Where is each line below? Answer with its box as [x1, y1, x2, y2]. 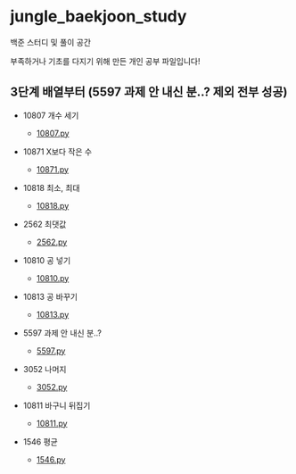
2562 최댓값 [22, 219, 67, 229]
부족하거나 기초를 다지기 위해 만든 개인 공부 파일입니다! [10, 55, 201, 66]
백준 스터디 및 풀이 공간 [10, 37, 92, 47]
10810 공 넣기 [22, 254, 71, 265]
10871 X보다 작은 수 [22, 146, 93, 157]
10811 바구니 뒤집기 [22, 400, 91, 411]
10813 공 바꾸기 [22, 291, 78, 302]
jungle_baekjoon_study [10, 6, 187, 27]
